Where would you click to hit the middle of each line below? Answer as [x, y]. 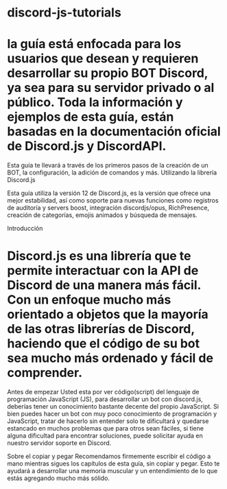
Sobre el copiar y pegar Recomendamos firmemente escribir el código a [109, 456]
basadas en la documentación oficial [114, 132]
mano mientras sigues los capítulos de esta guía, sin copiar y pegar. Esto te [113, 464]
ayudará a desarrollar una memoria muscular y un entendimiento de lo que [112, 471]
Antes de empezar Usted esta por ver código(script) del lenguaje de [104, 392]
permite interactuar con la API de [103, 271]
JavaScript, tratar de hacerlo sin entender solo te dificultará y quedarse [108, 421]
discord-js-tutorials [64, 13]
